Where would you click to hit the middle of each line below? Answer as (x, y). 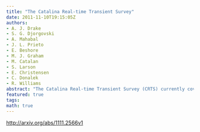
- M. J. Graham (25, 56)
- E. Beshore (22, 51)
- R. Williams (24, 84)
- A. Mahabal (22, 39)
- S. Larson (21, 67)
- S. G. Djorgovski (30, 34)
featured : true (25, 95)
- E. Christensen (28, 73)
